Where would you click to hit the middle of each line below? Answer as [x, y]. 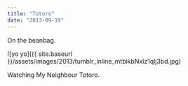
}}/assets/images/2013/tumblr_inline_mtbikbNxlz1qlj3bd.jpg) [94, 61]
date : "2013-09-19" [36, 20]
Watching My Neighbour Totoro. [54, 75]
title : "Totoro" [31, 14]
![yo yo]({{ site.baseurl [40, 54]
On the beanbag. [32, 40]
